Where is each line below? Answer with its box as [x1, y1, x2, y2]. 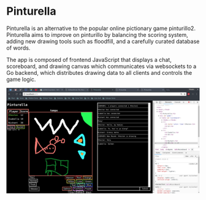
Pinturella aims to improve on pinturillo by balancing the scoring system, [6, 31, 188, 38]
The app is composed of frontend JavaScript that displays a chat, [6, 56, 172, 63]
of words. [6, 44, 31, 52]
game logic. [6, 75, 36, 83]
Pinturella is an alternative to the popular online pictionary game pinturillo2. [6, 25, 196, 32]
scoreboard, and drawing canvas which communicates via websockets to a [6, 63, 197, 70]
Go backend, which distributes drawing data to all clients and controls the [6, 69, 193, 76]
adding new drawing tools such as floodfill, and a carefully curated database [6, 37, 200, 45]
